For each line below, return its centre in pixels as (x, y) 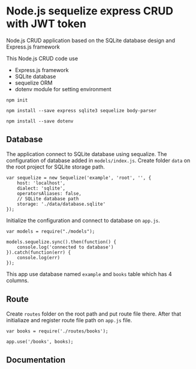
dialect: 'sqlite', (41, 188)
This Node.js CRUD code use (42, 58)
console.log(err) (39, 257)
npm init (17, 100)
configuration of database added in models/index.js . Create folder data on (98, 160)
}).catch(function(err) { (38, 252)
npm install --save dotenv (40, 121)
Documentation (36, 360)
